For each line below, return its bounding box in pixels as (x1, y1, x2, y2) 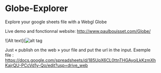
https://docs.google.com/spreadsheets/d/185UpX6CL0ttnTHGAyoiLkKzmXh (5, 57, 156, 63)
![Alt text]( (5, 37, 25, 44)
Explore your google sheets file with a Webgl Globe (5, 19, 107, 25)
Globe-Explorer (5, 3, 68, 14)
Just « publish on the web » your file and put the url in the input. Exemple (5, 47, 151, 53)
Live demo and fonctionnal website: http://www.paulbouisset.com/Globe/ (5, 28, 151, 34)
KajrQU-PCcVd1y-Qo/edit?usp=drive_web (5, 62, 88, 68)
